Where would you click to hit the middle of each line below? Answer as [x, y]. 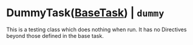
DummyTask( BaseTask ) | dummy [85, 13]
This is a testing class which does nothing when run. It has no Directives [96, 29]
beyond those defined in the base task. [55, 35]
